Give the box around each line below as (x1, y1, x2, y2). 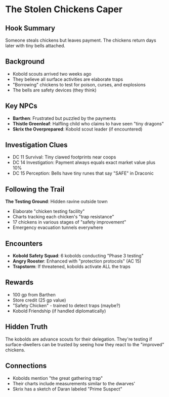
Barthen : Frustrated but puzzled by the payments (12, 115, 116, 121)
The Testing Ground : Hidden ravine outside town (5, 198, 108, 205)
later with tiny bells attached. (5, 43, 66, 49)
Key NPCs (5, 102, 37, 110)
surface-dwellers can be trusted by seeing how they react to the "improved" (5, 341, 164, 347)
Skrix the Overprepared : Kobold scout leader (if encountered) (12, 126, 143, 132)
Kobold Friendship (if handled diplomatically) (12, 308, 106, 314)
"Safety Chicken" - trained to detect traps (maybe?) (12, 302, 120, 308)
